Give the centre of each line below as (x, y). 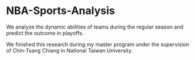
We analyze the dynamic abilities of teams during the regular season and (95, 27)
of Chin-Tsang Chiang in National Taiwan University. (69, 50)
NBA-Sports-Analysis (61, 11)
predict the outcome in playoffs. (45, 33)
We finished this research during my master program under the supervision (97, 44)
